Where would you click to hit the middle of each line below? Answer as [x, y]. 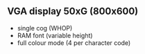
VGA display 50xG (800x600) [73, 11]
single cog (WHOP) [45, 28]
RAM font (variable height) [55, 35]
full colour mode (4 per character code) [74, 43]
